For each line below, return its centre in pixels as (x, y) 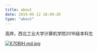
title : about (19, 10)
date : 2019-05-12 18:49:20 (33, 14)
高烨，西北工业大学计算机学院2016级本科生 (49, 34)
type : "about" (20, 19)
